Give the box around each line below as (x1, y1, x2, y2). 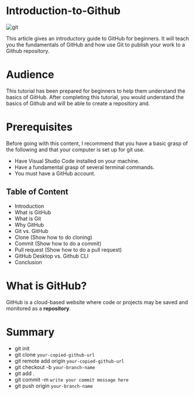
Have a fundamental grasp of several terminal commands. (14, 163, 155, 171)
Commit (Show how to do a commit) (14, 239, 102, 247)
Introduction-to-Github (6, 4, 121, 18)
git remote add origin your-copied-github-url (14, 357, 125, 364)
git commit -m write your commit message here (14, 376, 129, 383)
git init (14, 345, 30, 352)
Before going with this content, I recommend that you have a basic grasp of (6, 140, 189, 147)
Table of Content (6, 187, 69, 197)
